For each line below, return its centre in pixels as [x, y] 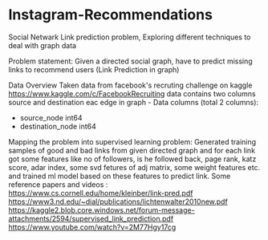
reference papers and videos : [58, 184]
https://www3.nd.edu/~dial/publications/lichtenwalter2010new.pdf [118, 201]
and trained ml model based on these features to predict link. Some [120, 176]
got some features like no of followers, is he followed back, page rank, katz [132, 159]
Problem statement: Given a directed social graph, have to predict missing [130, 61]
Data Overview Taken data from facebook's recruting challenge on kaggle [130, 85]
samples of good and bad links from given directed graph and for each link [132, 150]
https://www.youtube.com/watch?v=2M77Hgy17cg [92, 227]
